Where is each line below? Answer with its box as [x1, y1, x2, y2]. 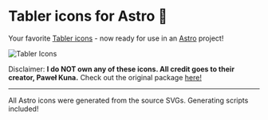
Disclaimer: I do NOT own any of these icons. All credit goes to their [8, 64, 235, 74]
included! [8, 103, 39, 114]
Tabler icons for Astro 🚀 [8, 7, 167, 25]
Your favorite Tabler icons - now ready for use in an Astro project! [8, 33, 224, 43]
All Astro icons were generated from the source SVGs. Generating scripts [8, 95, 249, 105]
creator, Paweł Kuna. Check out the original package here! [8, 72, 202, 82]
